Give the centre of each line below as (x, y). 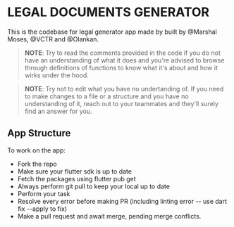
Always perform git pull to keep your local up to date (94, 186)
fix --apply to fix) (42, 209)
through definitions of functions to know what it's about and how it (121, 67)
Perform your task (44, 193)
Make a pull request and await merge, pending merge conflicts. (109, 216)
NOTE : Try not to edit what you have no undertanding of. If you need (124, 89)
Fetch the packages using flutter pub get (76, 179)
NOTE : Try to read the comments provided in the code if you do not (122, 53)
